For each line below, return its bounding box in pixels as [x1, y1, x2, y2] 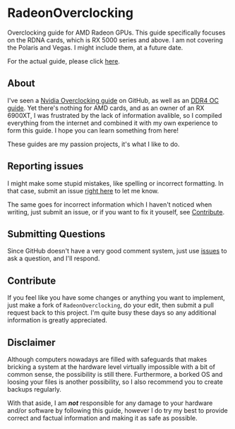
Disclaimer [7, 337, 56, 349]
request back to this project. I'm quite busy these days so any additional [7, 308, 217, 317]
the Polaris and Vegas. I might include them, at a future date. [7, 43, 183, 52]
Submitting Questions [7, 228, 106, 240]
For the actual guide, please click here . [7, 56, 120, 65]
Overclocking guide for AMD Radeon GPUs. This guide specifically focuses [7, 28, 226, 37]
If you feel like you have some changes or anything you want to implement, [7, 294, 226, 302]
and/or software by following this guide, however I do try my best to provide [7, 406, 228, 414]
